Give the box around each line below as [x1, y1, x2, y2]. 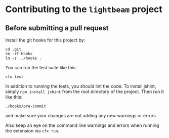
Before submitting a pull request [5, 24, 109, 32]
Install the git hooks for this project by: [5, 37, 86, 43]
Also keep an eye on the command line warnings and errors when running [5, 122, 159, 128]
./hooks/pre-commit [5, 104, 47, 109]
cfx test [5, 74, 24, 79]
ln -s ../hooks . [5, 56, 42, 61]
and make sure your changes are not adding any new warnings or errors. [5, 113, 157, 118]
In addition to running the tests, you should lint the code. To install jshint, [5, 83, 156, 89]
